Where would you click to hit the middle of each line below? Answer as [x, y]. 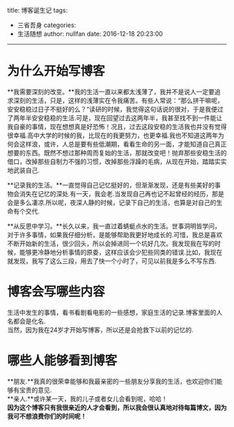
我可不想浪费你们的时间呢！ [47, 416]
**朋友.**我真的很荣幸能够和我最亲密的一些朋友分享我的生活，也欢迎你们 [112, 381]
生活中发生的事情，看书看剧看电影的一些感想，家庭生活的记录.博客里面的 [112, 312]
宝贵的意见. [36, 390]
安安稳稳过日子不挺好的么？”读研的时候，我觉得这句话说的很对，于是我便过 [116, 109]
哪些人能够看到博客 [62, 361]
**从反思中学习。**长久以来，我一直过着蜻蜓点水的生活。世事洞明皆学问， [114, 226]
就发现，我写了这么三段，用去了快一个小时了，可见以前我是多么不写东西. [112, 261]
